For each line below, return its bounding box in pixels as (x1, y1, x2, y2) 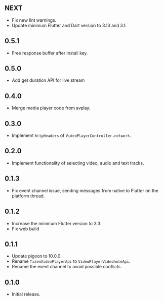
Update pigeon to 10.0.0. (11, 253, 62, 259)
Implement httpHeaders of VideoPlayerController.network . (11, 132, 131, 138)
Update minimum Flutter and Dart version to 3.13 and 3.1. (11, 22, 127, 28)
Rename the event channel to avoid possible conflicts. (11, 264, 122, 270)
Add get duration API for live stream (11, 77, 85, 83)
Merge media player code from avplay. (11, 105, 91, 111)
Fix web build (11, 226, 40, 232)
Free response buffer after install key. (11, 50, 88, 56)
